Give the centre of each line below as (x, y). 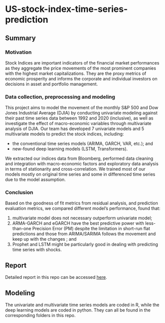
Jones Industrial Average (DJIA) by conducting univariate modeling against (82, 113)
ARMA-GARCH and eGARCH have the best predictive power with (78, 223)
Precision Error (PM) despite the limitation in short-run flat (91, 229)
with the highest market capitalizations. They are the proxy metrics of (76, 73)
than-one (22, 229)
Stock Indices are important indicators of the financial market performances (82, 63)
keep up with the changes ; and (44, 239)
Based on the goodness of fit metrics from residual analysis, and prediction (82, 203)
